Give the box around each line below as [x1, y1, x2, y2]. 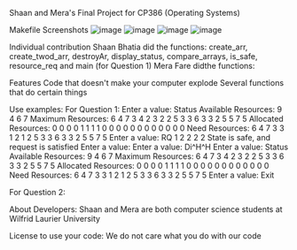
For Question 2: [9, 187, 66, 197]
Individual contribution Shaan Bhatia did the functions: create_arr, [9, 42, 248, 52]
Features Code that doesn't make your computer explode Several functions [9, 78, 285, 87]
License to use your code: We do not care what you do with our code [9, 231, 262, 241]
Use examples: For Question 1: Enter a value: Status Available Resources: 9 [9, 104, 282, 114]
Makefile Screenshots [9, 25, 89, 34]
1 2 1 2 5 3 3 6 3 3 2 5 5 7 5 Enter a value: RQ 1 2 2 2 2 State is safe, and [9, 133, 271, 142]
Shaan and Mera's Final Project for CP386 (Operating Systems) [9, 8, 241, 18]
